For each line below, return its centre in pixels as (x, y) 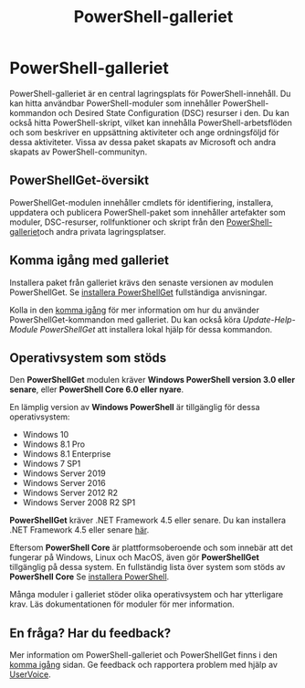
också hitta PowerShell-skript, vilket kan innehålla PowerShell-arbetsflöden (151, 122)
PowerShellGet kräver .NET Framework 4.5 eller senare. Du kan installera (147, 520)
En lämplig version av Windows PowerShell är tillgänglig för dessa (135, 408)
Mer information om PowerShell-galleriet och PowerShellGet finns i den (144, 655)
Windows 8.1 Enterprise (67, 454)
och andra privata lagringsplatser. (103, 231)
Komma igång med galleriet (89, 261)
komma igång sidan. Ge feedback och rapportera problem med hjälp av (144, 665)
